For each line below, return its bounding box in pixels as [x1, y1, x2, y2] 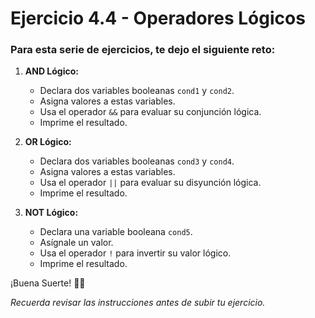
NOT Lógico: [24, 207, 79, 219]
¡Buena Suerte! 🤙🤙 [10, 277, 86, 289]
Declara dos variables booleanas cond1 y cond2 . [39, 85, 235, 97]
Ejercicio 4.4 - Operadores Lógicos [10, 7, 306, 30]
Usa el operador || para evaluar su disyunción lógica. [39, 177, 262, 189]
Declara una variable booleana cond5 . [39, 226, 193, 238]
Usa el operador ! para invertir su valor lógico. [39, 247, 232, 259]
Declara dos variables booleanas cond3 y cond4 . [39, 155, 235, 167]
